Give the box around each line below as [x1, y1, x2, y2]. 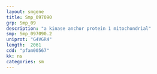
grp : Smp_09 [6, 20, 36, 26]
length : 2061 [6, 42, 42, 48]
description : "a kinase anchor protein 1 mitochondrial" [6, 25, 152, 32]
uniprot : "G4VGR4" [6, 36, 52, 42]
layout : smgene [6, 8, 44, 15]
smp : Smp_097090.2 [6, 31, 52, 37]
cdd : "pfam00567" [6, 48, 50, 54]
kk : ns [6, 53, 23, 59]
